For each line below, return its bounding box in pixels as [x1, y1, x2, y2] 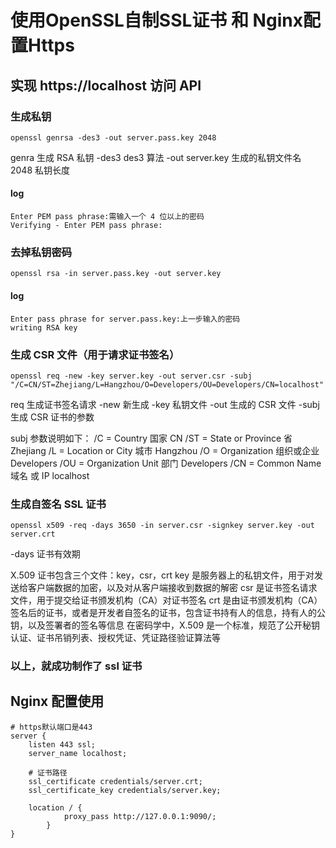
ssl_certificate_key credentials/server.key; [28, 785, 222, 795]
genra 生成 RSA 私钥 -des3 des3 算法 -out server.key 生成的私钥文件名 [10, 151, 302, 163]
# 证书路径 [28, 767, 68, 778]
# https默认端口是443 [10, 722, 93, 732]
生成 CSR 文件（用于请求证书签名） [10, 347, 180, 361]
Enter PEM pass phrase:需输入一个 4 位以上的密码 [10, 212, 205, 222]
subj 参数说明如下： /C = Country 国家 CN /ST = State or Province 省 [10, 432, 293, 444]
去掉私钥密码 [10, 246, 73, 259]
